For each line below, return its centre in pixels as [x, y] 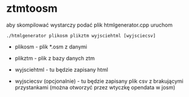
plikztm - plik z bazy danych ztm [55, 58]
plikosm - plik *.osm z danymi [51, 47]
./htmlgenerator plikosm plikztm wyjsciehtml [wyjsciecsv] [81, 35]
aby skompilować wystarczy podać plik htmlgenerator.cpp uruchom [89, 25]
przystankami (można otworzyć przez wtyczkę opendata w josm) [95, 87]
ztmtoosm [32, 9]
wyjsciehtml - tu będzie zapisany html [61, 69]
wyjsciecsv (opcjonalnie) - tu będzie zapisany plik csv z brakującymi [99, 81]
